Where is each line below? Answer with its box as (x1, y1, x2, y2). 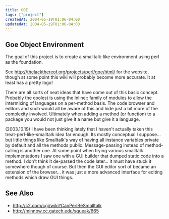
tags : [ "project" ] (5, 12, 44, 17)
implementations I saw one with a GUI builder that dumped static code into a (5, 153, 164, 159)
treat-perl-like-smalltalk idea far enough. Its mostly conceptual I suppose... (5, 132, 161, 138)
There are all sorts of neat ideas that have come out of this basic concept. (5, 90, 159, 96)
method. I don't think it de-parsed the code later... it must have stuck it (5, 158, 152, 164)
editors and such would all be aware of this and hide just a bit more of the (5, 106, 158, 112)
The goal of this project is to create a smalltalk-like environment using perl (5, 54, 159, 60)
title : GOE (5, 7, 28, 13)
